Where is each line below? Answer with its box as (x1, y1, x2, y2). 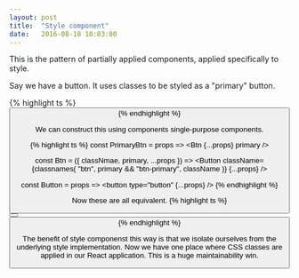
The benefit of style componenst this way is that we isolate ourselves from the (21, 234, 278, 243)
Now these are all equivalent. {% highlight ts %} (71, 196, 228, 205)
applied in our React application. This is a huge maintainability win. (40, 250, 259, 260)
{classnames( (31, 164, 77, 174)
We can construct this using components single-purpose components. (35, 124, 264, 134)
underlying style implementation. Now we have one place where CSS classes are (16, 242, 283, 251)
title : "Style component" (9, 21, 109, 30)
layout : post (9, 12, 58, 22)
